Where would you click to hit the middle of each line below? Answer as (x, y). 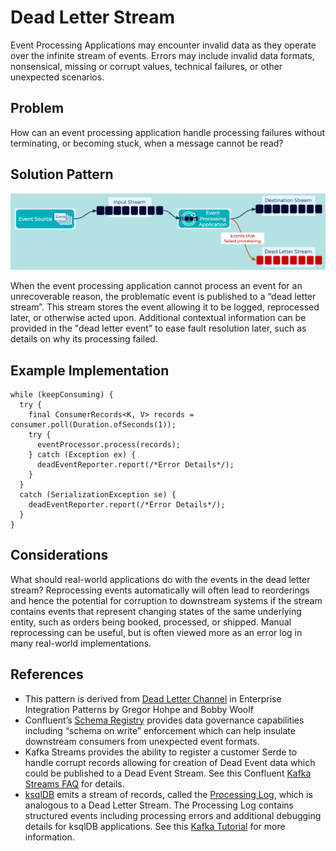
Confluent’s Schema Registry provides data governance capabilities (164, 720)
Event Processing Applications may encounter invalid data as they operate (163, 45)
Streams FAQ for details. (74, 783)
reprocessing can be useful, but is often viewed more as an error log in (156, 632)
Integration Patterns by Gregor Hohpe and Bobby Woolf (139, 709)
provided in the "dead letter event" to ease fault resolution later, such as (158, 328)
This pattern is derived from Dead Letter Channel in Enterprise (153, 698)
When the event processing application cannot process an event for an (156, 286)
